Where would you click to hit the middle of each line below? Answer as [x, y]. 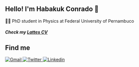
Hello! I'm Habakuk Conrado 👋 [52, 9]
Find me [18, 48]
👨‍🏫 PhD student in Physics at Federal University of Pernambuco [69, 21]
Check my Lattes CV [27, 32]
